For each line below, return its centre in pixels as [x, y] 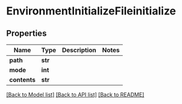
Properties [27, 33]
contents [23, 80]
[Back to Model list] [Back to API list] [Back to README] [75, 95]
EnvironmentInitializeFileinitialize [91, 11]
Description [79, 50]
